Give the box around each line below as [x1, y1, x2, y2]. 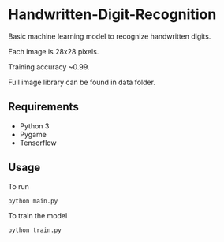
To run [8, 181, 30, 191]
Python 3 [19, 121, 50, 131]
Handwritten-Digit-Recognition [8, 6, 217, 24]
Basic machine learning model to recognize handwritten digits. [8, 32, 211, 41]
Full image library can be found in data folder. [8, 77, 156, 87]
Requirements [8, 100, 79, 114]
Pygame [19, 129, 47, 139]
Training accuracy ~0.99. [8, 61, 90, 72]
